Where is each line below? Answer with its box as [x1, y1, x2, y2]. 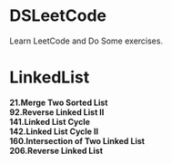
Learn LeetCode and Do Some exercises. [9, 35, 164, 46]
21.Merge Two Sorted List [9, 97, 108, 108]
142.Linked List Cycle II [9, 126, 98, 137]
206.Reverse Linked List [9, 145, 103, 156]
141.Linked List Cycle [9, 116, 91, 127]
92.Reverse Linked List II [9, 106, 105, 118]
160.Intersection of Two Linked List [9, 135, 146, 146]
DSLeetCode [9, 5, 107, 26]
